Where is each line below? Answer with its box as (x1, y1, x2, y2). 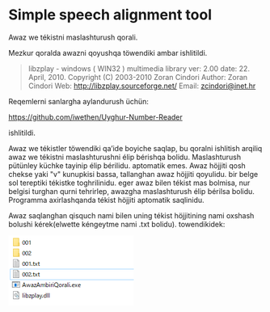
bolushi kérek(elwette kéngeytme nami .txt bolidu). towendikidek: (8, 219, 226, 229)
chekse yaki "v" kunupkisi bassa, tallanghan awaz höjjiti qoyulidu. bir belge (8, 169, 259, 179)
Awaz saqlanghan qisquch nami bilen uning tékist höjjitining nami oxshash (8, 210, 255, 220)
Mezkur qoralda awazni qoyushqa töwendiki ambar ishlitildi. (8, 48, 208, 57)
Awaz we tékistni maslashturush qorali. (8, 32, 138, 42)
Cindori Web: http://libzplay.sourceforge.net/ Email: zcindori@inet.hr (27, 81, 256, 91)
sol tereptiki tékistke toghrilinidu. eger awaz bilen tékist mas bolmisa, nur (8, 178, 251, 188)
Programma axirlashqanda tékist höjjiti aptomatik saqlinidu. (8, 195, 205, 204)
